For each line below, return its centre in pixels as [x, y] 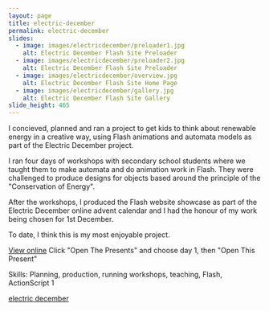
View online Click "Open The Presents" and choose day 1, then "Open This [132, 251]
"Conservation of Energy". [51, 186]
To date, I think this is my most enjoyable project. [89, 235]
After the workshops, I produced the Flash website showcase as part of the [133, 203]
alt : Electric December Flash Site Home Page [100, 83]
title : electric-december [51, 23]
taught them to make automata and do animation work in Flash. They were [131, 170]
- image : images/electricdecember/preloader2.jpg [100, 61]
